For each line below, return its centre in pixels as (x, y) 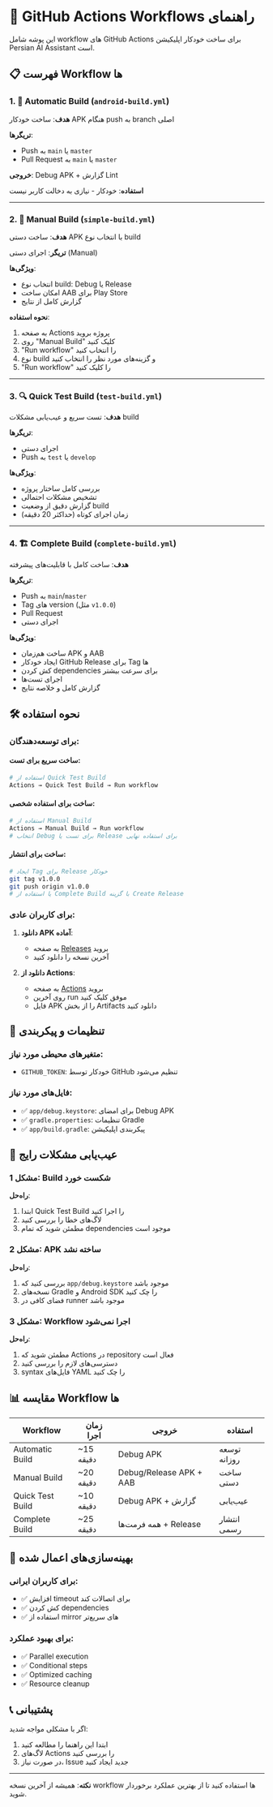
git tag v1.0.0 (35, 879)
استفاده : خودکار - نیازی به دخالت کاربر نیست (77, 191)
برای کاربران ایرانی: (44, 1581)
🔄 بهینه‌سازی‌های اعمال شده (71, 1558)
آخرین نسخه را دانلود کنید (71, 957)
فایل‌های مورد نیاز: (41, 1093)
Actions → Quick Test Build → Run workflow (84, 785)
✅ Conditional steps (54, 1665)
